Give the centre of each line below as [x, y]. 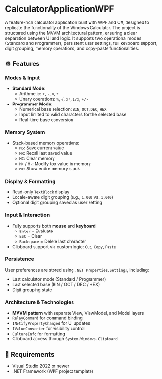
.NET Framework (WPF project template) [53, 371]
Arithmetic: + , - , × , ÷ [39, 93]
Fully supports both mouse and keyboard [54, 226]
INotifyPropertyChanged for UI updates [51, 323]
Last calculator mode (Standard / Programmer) [59, 279]
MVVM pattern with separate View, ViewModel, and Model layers [78, 313]
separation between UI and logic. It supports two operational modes [73, 38]
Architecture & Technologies [40, 302]
